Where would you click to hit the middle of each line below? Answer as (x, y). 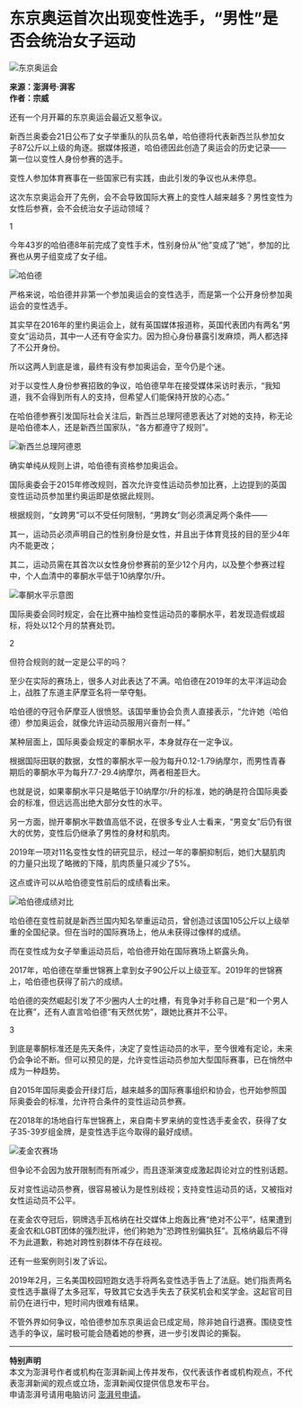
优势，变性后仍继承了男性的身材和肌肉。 (100, 833)
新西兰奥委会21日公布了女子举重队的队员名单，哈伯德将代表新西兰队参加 (143, 136)
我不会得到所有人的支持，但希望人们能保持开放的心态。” (127, 396)
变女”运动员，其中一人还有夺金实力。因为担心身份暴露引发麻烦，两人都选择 (149, 336)
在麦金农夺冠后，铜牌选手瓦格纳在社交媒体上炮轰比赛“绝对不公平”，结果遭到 (151, 1219)
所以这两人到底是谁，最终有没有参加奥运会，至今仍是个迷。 (120, 366)
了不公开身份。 (37, 347)
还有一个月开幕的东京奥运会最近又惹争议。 (88, 117)
